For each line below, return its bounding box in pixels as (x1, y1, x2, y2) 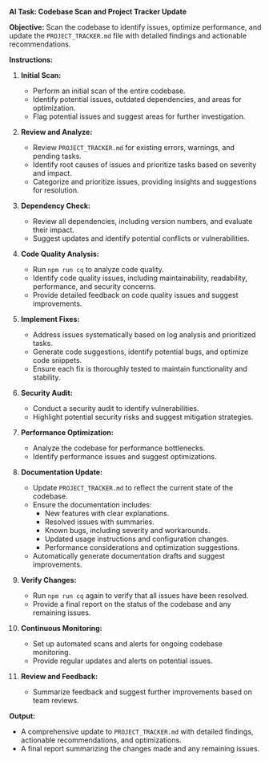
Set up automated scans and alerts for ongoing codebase (32, 639, 223, 649)
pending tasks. (32, 152, 82, 161)
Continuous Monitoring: (20, 624, 102, 633)
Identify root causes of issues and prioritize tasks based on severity (32, 160, 257, 169)
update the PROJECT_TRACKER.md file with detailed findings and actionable (9, 31, 247, 40)
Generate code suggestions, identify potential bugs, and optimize (32, 347, 249, 356)
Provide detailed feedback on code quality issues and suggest (32, 291, 239, 299)
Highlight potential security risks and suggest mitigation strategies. (32, 413, 254, 421)
